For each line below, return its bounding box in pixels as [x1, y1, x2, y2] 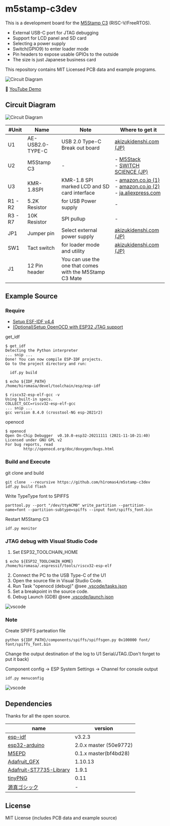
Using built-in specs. [5, 397, 53, 402]
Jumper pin [27, 230, 55, 237]
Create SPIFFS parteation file [5, 628, 66, 634]
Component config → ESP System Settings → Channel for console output [5, 666, 158, 672]
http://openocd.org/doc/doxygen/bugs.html [23, 446, 114, 452]
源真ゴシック [8, 784, 39, 791]
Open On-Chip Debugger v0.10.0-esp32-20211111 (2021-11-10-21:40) [5, 433, 151, 438]
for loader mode [61, 241, 100, 248]
